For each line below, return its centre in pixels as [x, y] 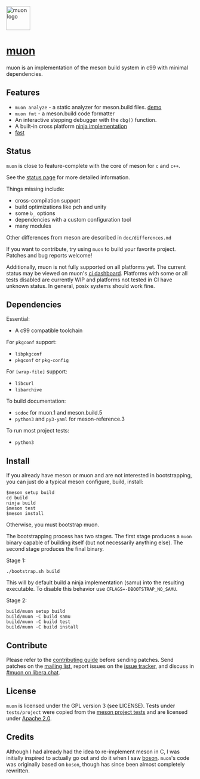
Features [23, 93]
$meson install [25, 514]
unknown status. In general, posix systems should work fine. [81, 286]
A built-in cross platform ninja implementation [71, 126]
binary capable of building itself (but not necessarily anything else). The [95, 542]
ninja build [21, 503]
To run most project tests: [38, 431]
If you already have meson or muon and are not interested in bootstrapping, [99, 476]
